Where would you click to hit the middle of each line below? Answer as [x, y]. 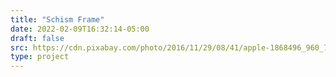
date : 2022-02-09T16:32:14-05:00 [80, 29]
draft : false [37, 38]
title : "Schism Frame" [57, 19]
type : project [40, 57]
